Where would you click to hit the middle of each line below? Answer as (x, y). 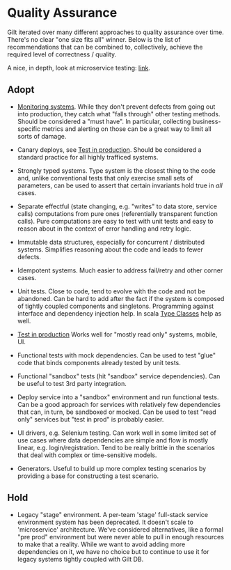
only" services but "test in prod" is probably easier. (90, 419)
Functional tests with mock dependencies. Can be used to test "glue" (116, 355)
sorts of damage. (42, 136)
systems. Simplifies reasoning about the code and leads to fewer (110, 249)
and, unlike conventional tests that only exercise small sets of (105, 178)
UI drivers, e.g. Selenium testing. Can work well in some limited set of (117, 433)
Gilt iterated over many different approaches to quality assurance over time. (115, 32)
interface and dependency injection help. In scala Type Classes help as (119, 313)
